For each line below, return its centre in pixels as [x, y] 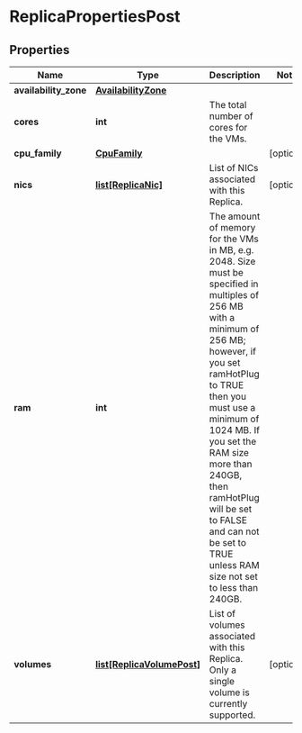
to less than [234, 588]
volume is [229, 692]
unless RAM [234, 565]
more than [231, 464]
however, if [232, 351]
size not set [233, 576]
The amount [235, 216]
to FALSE [228, 520]
